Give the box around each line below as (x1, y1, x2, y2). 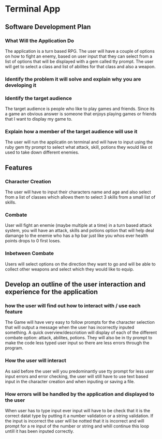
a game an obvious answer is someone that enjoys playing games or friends (5, 111, 157, 117)
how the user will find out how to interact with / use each (5, 302, 141, 309)
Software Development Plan (5, 23, 91, 31)
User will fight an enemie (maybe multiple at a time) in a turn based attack (5, 222, 152, 228)
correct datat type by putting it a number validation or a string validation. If (5, 413, 154, 419)
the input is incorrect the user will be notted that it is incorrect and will (5, 418, 144, 423)
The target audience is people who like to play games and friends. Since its (5, 106, 155, 112)
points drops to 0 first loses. (5, 238, 61, 244)
